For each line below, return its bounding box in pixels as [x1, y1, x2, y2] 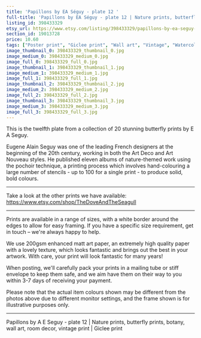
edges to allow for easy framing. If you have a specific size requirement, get [6, 222, 194, 229]
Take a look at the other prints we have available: [6, 192, 127, 199]
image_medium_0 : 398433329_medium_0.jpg [6, 53, 109, 59]
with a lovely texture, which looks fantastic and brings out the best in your [6, 246, 188, 254]
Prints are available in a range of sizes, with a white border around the [6, 216, 179, 223]
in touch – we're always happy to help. [6, 229, 100, 236]
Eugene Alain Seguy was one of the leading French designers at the [6, 143, 173, 150]
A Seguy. [6, 132, 29, 139]
